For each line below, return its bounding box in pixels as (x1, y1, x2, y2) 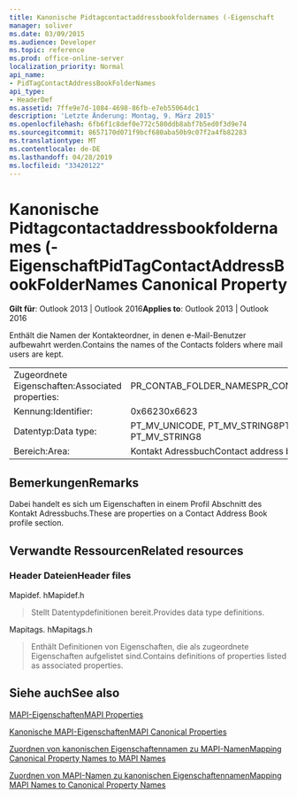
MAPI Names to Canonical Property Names (9, 780, 166, 790)
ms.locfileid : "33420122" (9, 161, 104, 170)
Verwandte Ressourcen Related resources (9, 543, 244, 558)
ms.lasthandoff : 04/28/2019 (9, 152, 113, 162)
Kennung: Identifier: (13, 405, 93, 418)
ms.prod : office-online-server (9, 54, 125, 63)
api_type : (9, 87, 46, 96)
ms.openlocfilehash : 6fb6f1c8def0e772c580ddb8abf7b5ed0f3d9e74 (9, 120, 247, 129)
